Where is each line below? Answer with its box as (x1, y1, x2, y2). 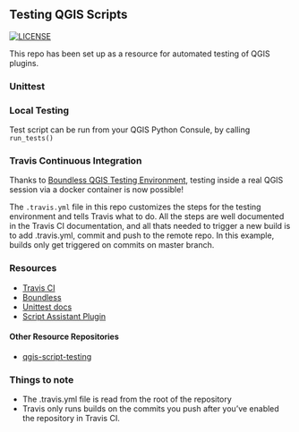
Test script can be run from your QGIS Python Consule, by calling (9, 124, 251, 135)
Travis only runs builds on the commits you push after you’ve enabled (21, 403, 279, 414)
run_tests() (9, 134, 54, 143)
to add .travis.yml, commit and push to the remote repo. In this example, (9, 230, 275, 241)
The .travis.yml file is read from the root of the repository (21, 394, 233, 405)
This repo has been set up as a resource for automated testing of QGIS (9, 48, 270, 59)
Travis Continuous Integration (9, 154, 142, 166)
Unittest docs (21, 301, 73, 312)
